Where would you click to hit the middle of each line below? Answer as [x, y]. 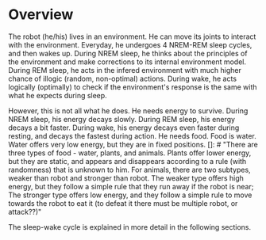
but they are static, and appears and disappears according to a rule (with [127, 161]
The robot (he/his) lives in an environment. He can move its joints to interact [132, 36]
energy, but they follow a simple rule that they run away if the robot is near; [131, 186]
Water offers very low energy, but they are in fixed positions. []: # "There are [133, 144]
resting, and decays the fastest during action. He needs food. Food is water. [132, 135]
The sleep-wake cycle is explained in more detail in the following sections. [130, 227]
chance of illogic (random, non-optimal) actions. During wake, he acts [122, 78]
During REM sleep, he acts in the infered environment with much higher [125, 70]
